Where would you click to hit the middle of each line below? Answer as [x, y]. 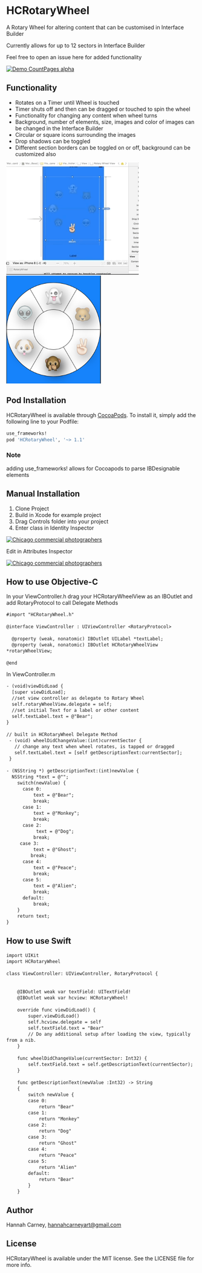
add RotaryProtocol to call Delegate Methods [62, 603]
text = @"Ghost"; [55, 850]
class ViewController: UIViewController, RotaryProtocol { [82, 974]
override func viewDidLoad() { [57, 1010]
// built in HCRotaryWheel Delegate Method [62, 735]
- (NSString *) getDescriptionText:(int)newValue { [73, 771]
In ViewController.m [31, 674]
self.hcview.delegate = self [65, 1022]
